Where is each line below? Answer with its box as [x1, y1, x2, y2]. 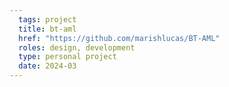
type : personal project [18, 52, 117, 62]
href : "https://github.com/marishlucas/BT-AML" [18, 33, 221, 43]
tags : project [18, 14, 77, 25]
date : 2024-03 [18, 61, 77, 71]
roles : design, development [18, 42, 136, 53]
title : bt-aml [18, 24, 77, 34]
